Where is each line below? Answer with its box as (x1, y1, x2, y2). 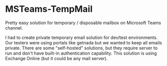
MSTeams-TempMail (5, 3, 93, 15)
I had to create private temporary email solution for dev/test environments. (5, 34, 158, 40)
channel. (5, 25, 23, 31)
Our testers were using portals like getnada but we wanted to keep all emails (5, 39, 162, 45)
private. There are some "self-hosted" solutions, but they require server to (5, 45, 158, 51)
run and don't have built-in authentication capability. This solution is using (5, 50, 157, 56)
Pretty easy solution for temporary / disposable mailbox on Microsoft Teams (5, 20, 161, 26)
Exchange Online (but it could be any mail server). (5, 55, 108, 61)
